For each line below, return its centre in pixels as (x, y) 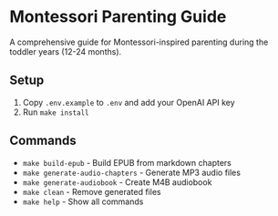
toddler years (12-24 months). (66, 51)
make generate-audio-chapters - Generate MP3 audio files (132, 172)
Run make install (56, 112)
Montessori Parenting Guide (118, 17)
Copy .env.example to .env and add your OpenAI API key (129, 102)
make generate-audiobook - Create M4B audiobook (117, 182)
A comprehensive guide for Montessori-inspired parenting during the (139, 42)
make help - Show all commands (83, 201)
